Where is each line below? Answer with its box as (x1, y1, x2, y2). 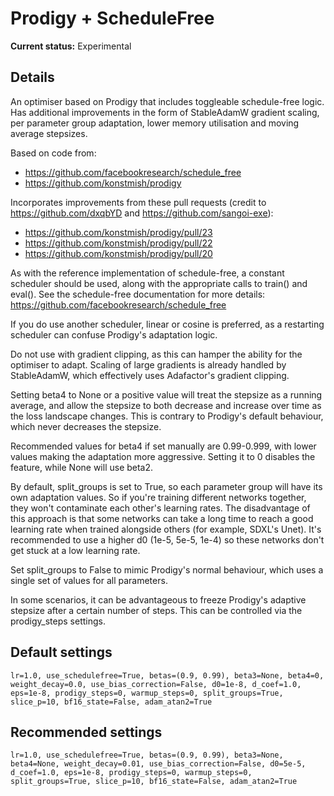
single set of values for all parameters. (10, 574, 168, 586)
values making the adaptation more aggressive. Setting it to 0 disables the (10, 450, 316, 462)
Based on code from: (10, 147, 97, 159)
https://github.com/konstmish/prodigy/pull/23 (24, 226, 213, 238)
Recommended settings (10, 723, 163, 741)
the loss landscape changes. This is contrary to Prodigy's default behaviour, (10, 410, 324, 422)
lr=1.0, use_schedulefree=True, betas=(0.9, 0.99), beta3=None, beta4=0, (10, 670, 325, 681)
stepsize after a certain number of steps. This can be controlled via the (10, 604, 303, 616)
